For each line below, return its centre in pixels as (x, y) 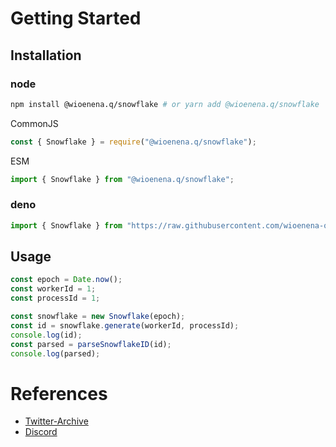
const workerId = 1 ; (53, 289)
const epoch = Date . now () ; (66, 280)
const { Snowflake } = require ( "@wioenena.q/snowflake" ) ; (133, 142)
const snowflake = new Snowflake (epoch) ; (98, 317)
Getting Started (76, 18)
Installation (46, 55)
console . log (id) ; (46, 335)
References (59, 393)
